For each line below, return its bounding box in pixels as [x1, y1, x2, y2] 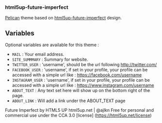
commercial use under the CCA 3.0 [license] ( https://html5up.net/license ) [5, 112, 152, 118]
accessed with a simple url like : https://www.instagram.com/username [12, 82, 154, 88]
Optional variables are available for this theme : [5, 42, 99, 48]
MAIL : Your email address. [12, 52, 65, 57]
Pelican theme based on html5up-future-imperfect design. [5, 15, 122, 21]
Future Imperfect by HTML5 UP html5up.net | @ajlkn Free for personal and [5, 107, 154, 113]
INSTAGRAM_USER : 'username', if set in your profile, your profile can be [12, 77, 150, 83]
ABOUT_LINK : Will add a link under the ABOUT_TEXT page [12, 98, 126, 104]
